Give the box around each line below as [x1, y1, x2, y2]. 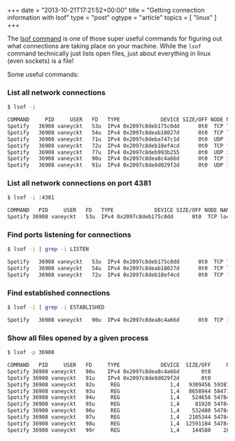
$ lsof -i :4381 [7, 194, 55, 202]
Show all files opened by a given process [7, 332, 149, 342]
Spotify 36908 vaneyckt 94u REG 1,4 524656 [7, 394, 211, 401]
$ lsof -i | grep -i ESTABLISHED [7, 304, 105, 311]
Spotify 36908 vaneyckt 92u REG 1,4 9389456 [7, 381, 211, 388]
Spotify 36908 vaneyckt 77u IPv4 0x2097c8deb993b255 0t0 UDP [7, 148, 224, 156]
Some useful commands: [7, 70, 79, 78]
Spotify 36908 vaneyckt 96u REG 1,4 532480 [7, 407, 211, 414]
